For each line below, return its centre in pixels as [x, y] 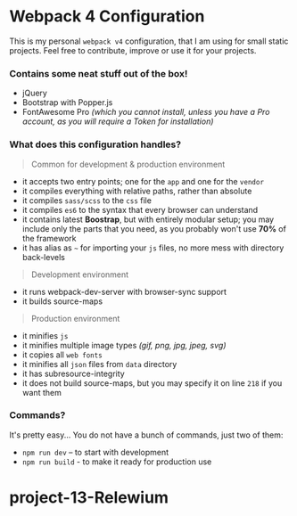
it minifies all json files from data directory [99, 364]
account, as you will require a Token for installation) [118, 121]
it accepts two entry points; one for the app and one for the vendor [143, 181]
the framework [49, 238]
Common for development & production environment [128, 164]
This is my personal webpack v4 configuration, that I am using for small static [149, 41]
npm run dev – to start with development [95, 452]
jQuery [34, 93]
